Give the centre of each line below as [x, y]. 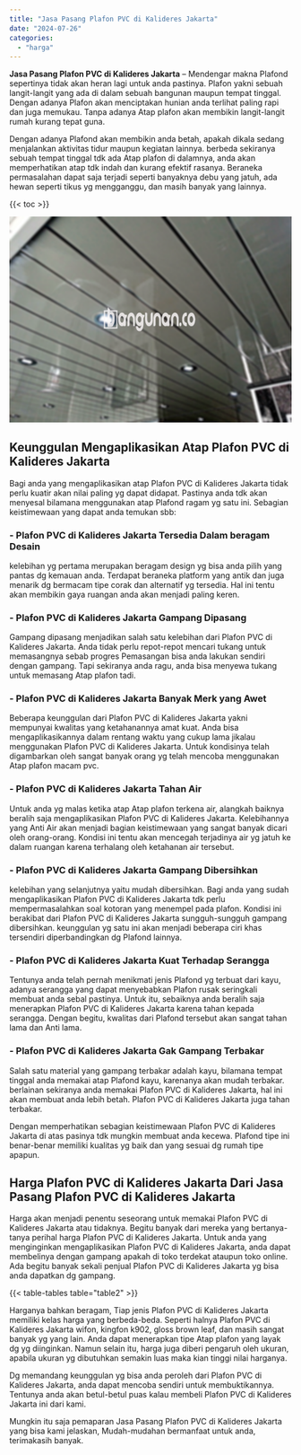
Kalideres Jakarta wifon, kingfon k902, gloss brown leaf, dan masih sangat [147, 1329]
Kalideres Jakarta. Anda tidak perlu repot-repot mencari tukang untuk [138, 647]
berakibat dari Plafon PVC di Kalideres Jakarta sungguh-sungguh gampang [148, 918]
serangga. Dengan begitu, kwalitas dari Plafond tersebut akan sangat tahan [148, 1018]
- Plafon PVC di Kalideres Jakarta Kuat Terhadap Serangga [140, 960]
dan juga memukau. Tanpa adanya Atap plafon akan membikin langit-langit [147, 112]
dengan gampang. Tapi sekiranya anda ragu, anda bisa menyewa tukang [143, 666]
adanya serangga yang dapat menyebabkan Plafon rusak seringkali [133, 990]
